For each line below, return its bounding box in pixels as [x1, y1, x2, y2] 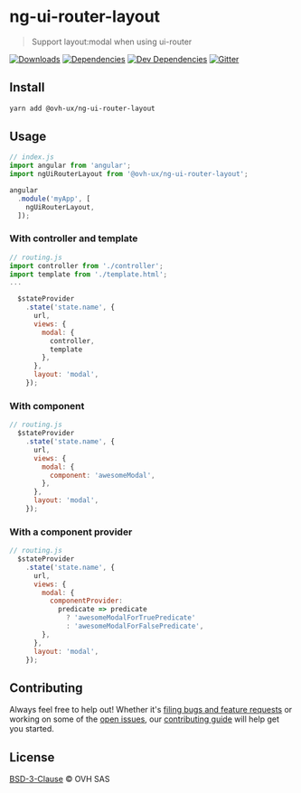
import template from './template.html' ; [9, 269, 168, 279]
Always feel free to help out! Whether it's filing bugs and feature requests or [9, 704, 293, 715]
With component [9, 399, 85, 412]
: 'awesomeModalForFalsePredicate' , [66, 621, 204, 631]
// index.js [9, 153, 54, 162]
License [9, 750, 55, 765]
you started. [9, 723, 54, 734]
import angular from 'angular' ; [9, 161, 131, 171]
